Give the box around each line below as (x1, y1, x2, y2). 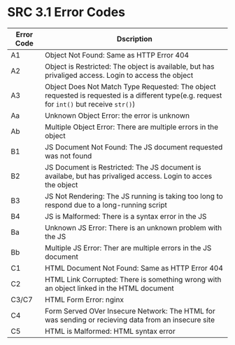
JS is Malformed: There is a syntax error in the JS (44, 211, 207, 221)
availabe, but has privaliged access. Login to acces (44, 171, 212, 181)
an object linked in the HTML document (44, 283, 174, 293)
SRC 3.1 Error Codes (7, 4, 126, 20)
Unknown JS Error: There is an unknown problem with (44, 222, 222, 232)
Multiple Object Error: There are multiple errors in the (44, 122, 219, 132)
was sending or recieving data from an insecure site (44, 315, 215, 325)
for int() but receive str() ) (44, 99, 136, 109)
